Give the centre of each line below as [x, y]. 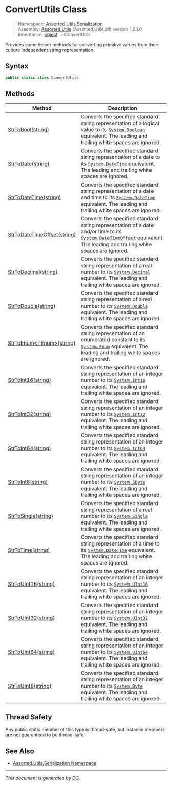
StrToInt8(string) [28, 482]
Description [122, 108]
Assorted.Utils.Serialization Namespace [55, 763]
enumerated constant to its [113, 340]
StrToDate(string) [29, 164]
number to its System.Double [115, 306]
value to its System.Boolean [113, 130]
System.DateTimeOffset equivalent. [122, 238]
